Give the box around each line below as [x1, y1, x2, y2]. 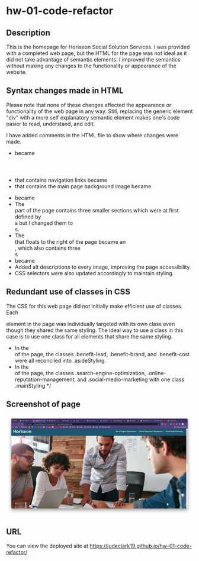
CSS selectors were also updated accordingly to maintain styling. [14, 269, 174, 276]
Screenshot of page [6, 399, 81, 410]
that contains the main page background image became [14, 182, 152, 190]
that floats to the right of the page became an [14, 238, 126, 245]
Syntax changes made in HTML [6, 86, 124, 96]
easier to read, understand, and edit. [6, 120, 95, 127]
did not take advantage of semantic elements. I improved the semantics [6, 56, 181, 63]
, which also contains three [14, 244, 81, 252]
